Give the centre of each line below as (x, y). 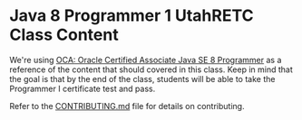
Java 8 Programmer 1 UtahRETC (132, 16)
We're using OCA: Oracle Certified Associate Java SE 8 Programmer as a (146, 60)
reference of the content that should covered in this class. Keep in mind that (151, 69)
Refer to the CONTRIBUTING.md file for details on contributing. (127, 106)
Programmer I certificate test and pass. (83, 88)
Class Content (64, 35)
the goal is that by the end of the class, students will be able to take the (142, 78)
